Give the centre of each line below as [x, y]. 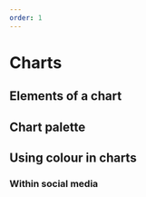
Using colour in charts [73, 158]
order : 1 [26, 18]
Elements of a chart [66, 96]
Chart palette [48, 127]
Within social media [54, 183]
